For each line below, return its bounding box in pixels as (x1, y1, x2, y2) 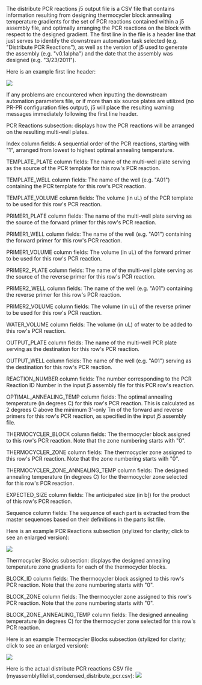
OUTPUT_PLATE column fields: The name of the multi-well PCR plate (6, 339, 177, 346)
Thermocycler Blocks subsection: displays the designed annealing (6, 557, 171, 564)
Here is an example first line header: (6, 68, 96, 75)
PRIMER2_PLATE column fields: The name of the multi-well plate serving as (6, 267, 194, 274)
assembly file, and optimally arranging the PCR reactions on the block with (6, 24, 191, 31)
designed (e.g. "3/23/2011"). (6, 57, 76, 63)
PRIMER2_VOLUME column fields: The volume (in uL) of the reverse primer (6, 303, 191, 310)
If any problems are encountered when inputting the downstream (6, 91, 167, 98)
